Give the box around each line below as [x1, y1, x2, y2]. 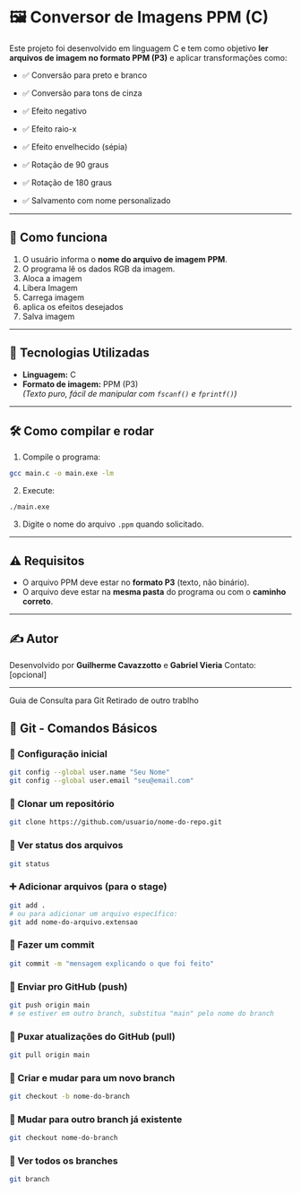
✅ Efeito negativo [21, 105, 87, 116]
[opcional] [9, 669, 47, 680]
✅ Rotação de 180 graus [21, 176, 112, 188]
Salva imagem [21, 311, 75, 322]
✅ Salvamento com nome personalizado [21, 194, 171, 206]
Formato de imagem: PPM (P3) [21, 378, 139, 390]
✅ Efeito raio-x [21, 123, 77, 134]
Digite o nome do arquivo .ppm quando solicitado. [21, 519, 204, 529]
